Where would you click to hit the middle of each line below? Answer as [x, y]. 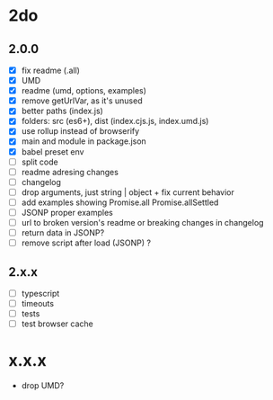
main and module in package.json [84, 141]
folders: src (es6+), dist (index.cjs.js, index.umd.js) [115, 121]
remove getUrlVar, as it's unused [82, 101]
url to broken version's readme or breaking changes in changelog [142, 222]
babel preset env [53, 151]
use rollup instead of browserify [80, 131]
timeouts [38, 303]
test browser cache [57, 324]
